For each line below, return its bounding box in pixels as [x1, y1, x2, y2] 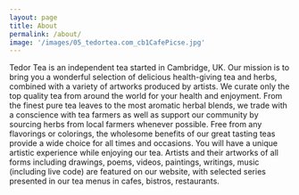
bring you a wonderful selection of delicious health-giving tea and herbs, [9, 72, 278, 83]
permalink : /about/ [9, 29, 82, 38]
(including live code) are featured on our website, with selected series [9, 167, 266, 177]
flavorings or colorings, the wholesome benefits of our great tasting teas [9, 128, 276, 139]
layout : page [9, 12, 58, 22]
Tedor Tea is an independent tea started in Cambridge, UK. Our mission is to [9, 62, 290, 73]
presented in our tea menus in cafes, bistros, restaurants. [9, 175, 220, 187]
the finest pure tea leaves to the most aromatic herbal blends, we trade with [9, 100, 288, 111]
